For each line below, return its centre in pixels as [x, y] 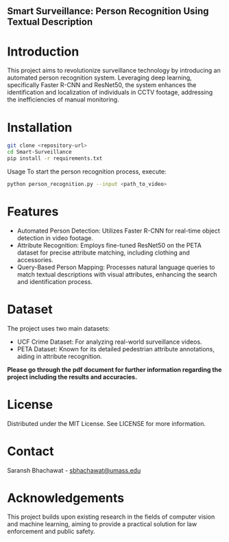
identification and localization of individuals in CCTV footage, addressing [110, 93]
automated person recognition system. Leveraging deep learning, [99, 78]
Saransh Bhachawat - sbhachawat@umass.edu [74, 470]
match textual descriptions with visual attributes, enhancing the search [117, 274]
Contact [31, 451]
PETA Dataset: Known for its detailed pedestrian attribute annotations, [116, 349]
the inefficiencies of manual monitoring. [63, 99]
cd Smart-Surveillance [39, 152]
